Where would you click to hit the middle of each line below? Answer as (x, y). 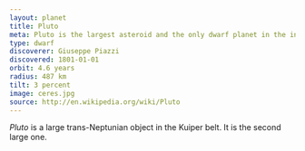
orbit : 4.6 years (42, 69)
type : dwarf (32, 43)
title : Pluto (34, 26)
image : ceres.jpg (42, 93)
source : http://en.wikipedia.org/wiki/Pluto (95, 102)
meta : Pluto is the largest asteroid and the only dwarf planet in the (148, 34)
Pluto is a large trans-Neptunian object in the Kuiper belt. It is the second (145, 127)
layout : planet (38, 18)
